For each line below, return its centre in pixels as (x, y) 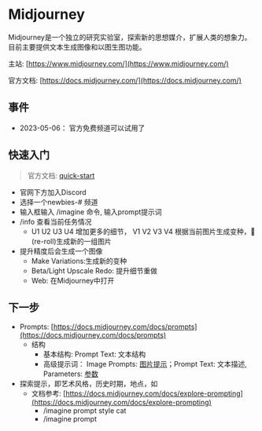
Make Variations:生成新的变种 (79, 261)
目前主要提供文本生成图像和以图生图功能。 (77, 47)
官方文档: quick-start (61, 175)
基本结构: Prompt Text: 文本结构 (94, 354)
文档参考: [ (48, 393)
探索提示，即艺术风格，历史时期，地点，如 (89, 384)
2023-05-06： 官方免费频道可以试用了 (82, 128)
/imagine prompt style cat (85, 411)
